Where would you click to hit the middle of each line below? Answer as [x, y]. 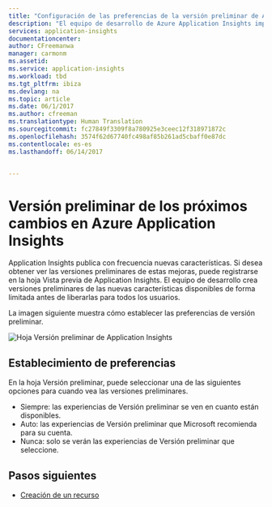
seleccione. [39, 450]
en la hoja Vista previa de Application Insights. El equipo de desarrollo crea [133, 280]
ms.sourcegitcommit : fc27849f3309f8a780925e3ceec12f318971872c [117, 129]
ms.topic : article [39, 99]
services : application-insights [63, 31]
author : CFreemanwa [41, 46]
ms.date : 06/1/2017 [41, 106]
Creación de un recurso [59, 495]
